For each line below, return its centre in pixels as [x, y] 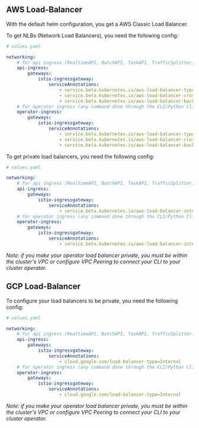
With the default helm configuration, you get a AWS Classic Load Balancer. [97, 24]
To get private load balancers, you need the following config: [81, 156]
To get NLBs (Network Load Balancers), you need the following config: [92, 36]
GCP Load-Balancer [44, 287]
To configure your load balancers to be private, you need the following [92, 301]
